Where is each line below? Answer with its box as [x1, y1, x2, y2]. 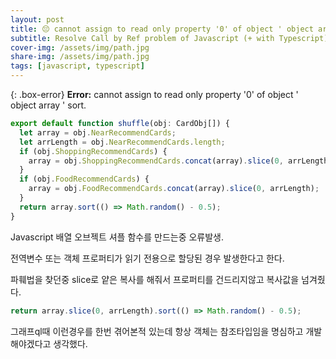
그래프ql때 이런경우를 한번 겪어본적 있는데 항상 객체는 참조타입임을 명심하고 [10, 325, 304, 337]
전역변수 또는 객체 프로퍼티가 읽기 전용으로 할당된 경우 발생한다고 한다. [10, 252, 285, 264]
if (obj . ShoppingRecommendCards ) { [19, 146, 168, 156]
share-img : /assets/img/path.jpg [10, 52, 150, 62]
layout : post [10, 14, 65, 25]
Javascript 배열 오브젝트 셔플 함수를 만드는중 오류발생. [10, 231, 225, 243]
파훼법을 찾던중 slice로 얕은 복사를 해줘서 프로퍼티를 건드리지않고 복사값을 [10, 273, 300, 285]
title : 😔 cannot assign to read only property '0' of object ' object [10, 24, 314, 34]
